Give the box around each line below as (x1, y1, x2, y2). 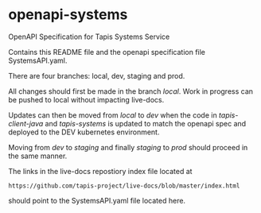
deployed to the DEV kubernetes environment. (8, 127, 160, 137)
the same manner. (8, 151, 68, 161)
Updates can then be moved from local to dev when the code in (8, 110, 217, 120)
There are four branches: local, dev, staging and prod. (8, 71, 185, 80)
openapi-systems (8, 6, 128, 24)
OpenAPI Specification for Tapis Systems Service (8, 32, 170, 41)
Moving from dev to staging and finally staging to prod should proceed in (8, 142, 248, 152)
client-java (8, 118, 44, 128)
